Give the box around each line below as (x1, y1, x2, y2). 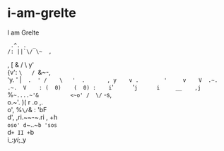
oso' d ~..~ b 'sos (7, 120, 58, 128)
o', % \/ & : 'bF (7, 105, 47, 114)
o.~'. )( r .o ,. (7, 97, 44, 107)
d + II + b (7, 128, 35, 136)
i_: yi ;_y (7, 135, 27, 144)
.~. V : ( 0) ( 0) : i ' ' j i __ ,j (7, 83, 201, 91)
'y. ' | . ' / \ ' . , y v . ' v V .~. (7, 75, 218, 84)
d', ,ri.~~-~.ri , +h (7, 113, 58, 121)
